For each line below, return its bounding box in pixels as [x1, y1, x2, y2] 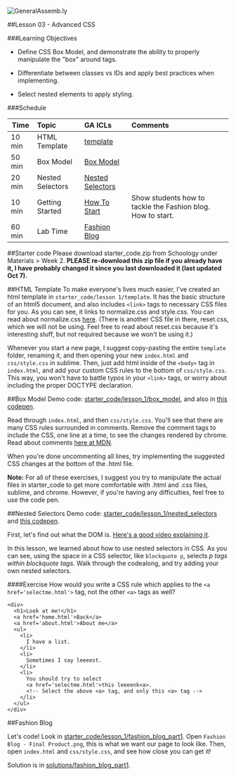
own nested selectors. [7, 567, 72, 574]
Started [37, 207, 62, 216]
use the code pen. [7, 495, 60, 504]
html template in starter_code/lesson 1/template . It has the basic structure [7, 292, 225, 301]
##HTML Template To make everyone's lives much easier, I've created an [7, 285, 220, 293]
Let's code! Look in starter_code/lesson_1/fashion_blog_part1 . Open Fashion [7, 732, 226, 740]
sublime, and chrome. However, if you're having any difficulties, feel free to [7, 488, 225, 496]
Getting [37, 197, 62, 207]
